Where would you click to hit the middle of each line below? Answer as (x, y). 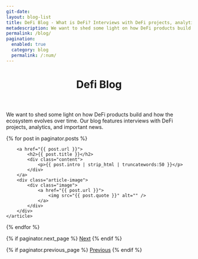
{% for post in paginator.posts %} (47, 138)
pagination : (21, 39)
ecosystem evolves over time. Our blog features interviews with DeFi (90, 121)
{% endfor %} (23, 227)
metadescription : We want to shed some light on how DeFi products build (99, 28)
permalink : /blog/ (29, 34)
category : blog (30, 50)
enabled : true (29, 45)
